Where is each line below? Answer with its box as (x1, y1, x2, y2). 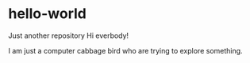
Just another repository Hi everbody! (8, 31, 129, 40)
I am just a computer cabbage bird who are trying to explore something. (8, 46, 244, 55)
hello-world (8, 5, 87, 23)
